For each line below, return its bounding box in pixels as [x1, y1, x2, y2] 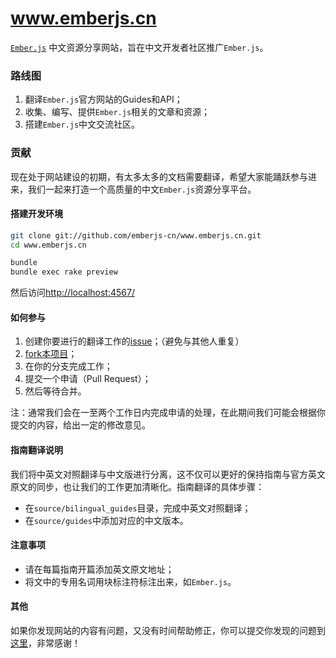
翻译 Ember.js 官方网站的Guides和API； [24, 93, 183, 106]
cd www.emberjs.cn [10, 240, 87, 250]
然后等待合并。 [24, 385, 87, 397]
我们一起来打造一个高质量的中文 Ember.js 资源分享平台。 [27, 183, 257, 195]
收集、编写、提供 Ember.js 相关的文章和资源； [24, 106, 211, 118]
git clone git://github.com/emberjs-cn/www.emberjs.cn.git [10, 230, 262, 241]
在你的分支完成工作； [24, 360, 113, 372]
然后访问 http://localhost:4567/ [10, 287, 135, 299]
